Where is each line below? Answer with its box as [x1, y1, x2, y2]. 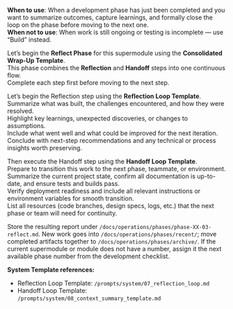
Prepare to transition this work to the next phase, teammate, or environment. [7, 165, 226, 173]
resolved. [7, 107, 34, 115]
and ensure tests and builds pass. [23, 180, 120, 187]
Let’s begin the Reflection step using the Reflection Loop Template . [7, 92, 202, 100]
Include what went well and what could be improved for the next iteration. [7, 129, 218, 137]
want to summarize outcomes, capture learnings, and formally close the [7, 13, 214, 22]
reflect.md [7, 231, 39, 238]
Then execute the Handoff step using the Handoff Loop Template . [7, 157, 198, 166]
